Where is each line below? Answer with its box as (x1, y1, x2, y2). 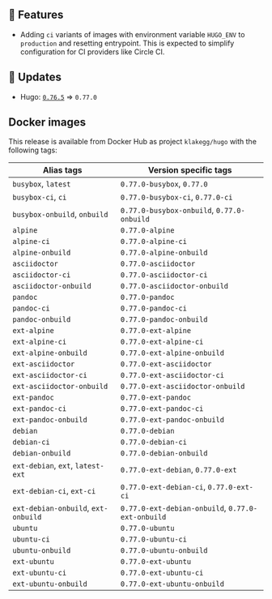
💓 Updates (8, 71, 62, 84)
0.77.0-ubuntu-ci (120, 535, 188, 544)
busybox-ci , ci (12, 191, 67, 203)
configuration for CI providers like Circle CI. (19, 46, 165, 57)
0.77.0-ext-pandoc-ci (120, 404, 204, 413)
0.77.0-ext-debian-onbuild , (120, 503, 227, 514)
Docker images (8, 115, 87, 130)
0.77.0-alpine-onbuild (120, 248, 208, 258)
